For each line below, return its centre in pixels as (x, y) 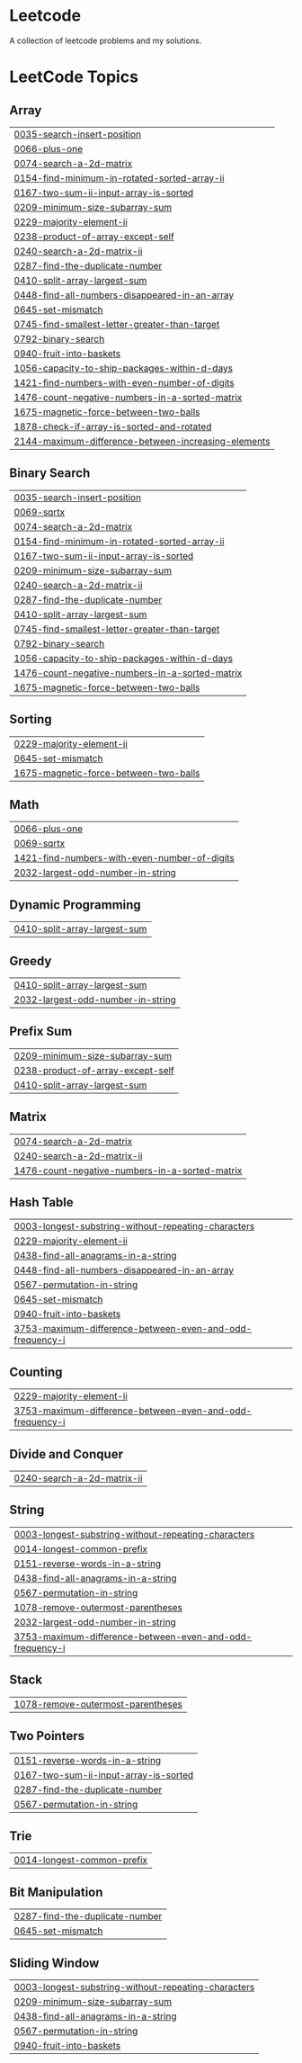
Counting (36, 1372)
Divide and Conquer (67, 1454)
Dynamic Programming (75, 905)
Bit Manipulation (56, 1892)
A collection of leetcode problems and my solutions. (106, 40)
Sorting (31, 719)
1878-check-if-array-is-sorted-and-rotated (113, 426)
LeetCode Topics (74, 77)
